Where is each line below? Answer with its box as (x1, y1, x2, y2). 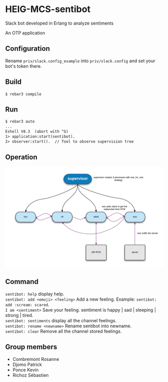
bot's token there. (5, 63, 42, 69)
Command (5, 278, 39, 286)
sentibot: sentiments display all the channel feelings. (5, 317, 117, 323)
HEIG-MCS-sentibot (5, 4, 91, 15)
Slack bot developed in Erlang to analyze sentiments (5, 20, 114, 26)
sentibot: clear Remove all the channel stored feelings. (5, 328, 122, 334)
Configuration (5, 44, 50, 53)
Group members (5, 343, 57, 351)
